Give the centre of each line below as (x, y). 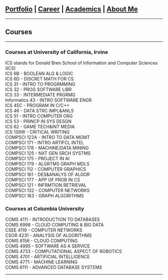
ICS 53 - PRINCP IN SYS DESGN (38, 121)
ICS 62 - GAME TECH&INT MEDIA (40, 126)
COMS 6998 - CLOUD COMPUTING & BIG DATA (54, 225)
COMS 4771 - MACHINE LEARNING (41, 262)
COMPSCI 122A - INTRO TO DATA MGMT (47, 137)
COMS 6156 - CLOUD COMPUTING (41, 241)
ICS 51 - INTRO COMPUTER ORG (39, 116)
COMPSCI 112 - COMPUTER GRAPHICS (46, 169)
